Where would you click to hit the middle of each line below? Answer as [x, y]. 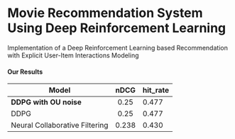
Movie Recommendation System [105, 13]
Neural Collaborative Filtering [60, 126]
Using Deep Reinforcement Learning [117, 28]
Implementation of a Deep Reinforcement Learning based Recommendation [118, 48]
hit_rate [155, 90]
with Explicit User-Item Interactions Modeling [73, 55]
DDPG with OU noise [46, 102]
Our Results [25, 72]
